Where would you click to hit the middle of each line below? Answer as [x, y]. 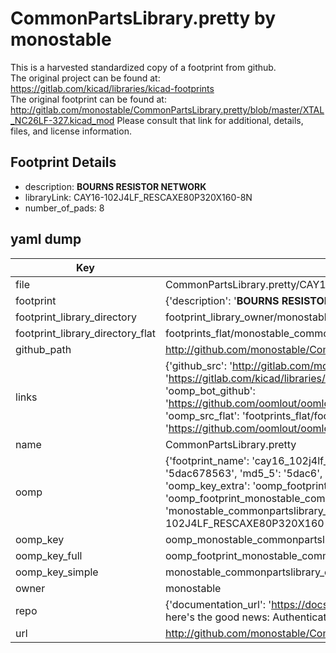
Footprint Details [63, 162]
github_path [43, 349]
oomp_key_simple [57, 572]
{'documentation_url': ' [218, 604]
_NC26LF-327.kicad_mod [62, 120]
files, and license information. [71, 131]
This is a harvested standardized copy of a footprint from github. [143, 67]
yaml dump [46, 239]
